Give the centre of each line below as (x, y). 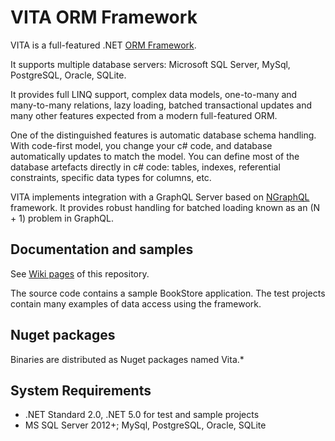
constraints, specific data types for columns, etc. (111, 177)
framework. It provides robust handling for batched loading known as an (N (165, 207)
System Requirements (81, 390)
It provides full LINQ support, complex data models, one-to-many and (154, 94)
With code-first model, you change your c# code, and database (141, 145)
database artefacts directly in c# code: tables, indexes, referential (145, 167)
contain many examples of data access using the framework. (136, 303)
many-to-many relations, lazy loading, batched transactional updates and (161, 105)
